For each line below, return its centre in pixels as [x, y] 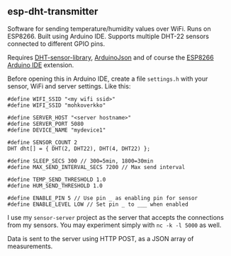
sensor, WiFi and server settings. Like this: [69, 86]
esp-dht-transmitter [53, 12]
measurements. [30, 246]
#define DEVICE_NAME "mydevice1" [57, 130]
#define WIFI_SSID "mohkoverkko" [57, 105]
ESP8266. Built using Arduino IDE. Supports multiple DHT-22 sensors [108, 36]
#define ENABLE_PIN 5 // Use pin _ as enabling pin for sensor [103, 198]
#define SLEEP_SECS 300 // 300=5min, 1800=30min [80, 161]
